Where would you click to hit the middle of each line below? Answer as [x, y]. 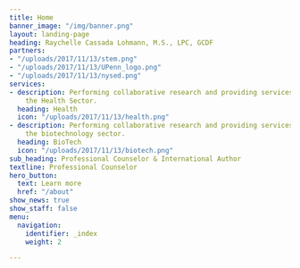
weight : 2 [44, 242]
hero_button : [33, 175]
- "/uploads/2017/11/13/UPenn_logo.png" [86, 68]
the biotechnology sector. [75, 134]
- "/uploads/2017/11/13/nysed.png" [75, 76]
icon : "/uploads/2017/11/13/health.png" [93, 117]
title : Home [31, 17]
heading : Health [47, 109]
